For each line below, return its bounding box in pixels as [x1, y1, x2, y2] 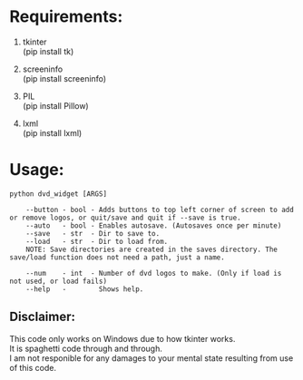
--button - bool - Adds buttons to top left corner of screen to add [25, 205, 295, 214]
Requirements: [9, 6, 123, 27]
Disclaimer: [9, 309, 75, 325]
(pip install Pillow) [22, 100, 89, 111]
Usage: [9, 160, 65, 180]
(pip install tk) [22, 45, 74, 56]
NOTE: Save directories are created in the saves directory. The [25, 245, 279, 254]
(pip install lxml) [22, 127, 83, 138]
